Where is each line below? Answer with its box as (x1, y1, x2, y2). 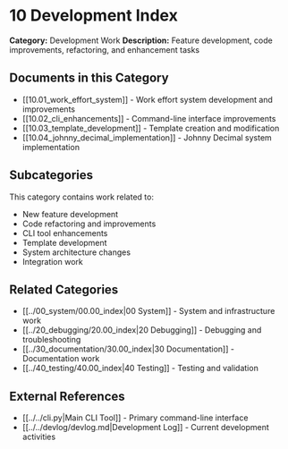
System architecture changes (21, 247, 131, 258)
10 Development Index (9, 5, 179, 26)
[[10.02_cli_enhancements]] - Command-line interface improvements (21, 113, 276, 123)
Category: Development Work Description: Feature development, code (9, 35, 273, 46)
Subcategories (9, 167, 94, 183)
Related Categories (9, 282, 119, 297)
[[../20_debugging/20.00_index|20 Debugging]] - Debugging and (21, 325, 262, 335)
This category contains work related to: (9, 191, 155, 202)
